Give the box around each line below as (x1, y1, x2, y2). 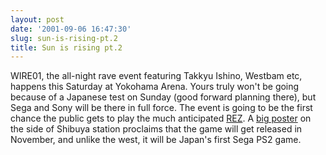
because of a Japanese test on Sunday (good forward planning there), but (10, 91, 317, 103)
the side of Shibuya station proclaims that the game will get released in (10, 123, 303, 135)
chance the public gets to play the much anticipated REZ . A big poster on (10, 112, 312, 125)
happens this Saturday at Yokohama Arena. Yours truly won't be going (10, 81, 300, 93)
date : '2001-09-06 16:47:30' (10, 24, 132, 34)
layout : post (10, 14, 65, 25)
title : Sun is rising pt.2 (10, 42, 123, 53)
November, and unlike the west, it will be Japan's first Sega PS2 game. (10, 134, 302, 146)
